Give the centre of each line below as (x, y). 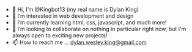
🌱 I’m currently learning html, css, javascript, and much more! (89, 22)
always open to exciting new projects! (60, 35)
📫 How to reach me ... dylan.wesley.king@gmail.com (79, 42)
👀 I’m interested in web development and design (73, 16)
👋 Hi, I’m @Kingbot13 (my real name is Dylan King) (76, 9)
